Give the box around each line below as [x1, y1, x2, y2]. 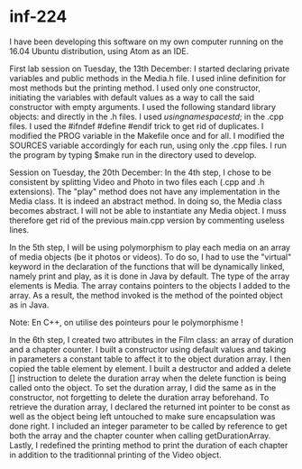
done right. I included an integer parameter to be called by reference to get [9, 420, 288, 431]
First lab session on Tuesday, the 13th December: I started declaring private [9, 63, 290, 74]
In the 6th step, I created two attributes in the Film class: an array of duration [9, 334, 294, 345]
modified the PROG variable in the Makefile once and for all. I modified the [9, 130, 285, 141]
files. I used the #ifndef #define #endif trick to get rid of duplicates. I [9, 120, 264, 132]
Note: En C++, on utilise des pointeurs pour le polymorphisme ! [9, 317, 243, 327]
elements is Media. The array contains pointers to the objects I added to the [9, 280, 291, 290]
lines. [9, 224, 30, 235]
